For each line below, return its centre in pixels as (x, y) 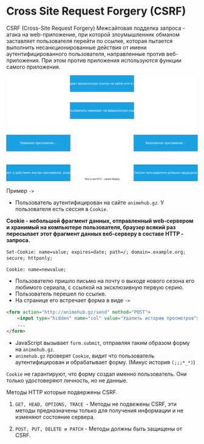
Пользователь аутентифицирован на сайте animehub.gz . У (89, 203)
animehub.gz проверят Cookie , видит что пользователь (85, 356)
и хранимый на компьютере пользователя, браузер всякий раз (91, 227)
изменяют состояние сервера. (55, 417)
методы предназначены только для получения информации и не (99, 411)
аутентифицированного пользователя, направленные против (86, 54)
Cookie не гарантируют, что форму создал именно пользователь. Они (97, 374)
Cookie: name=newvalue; (36, 269)
